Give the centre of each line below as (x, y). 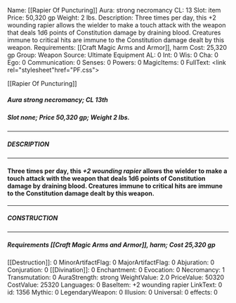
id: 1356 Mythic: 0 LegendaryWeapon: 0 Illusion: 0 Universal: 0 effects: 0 (112, 292)
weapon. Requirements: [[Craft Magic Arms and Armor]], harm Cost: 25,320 (117, 47)
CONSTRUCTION (33, 218)
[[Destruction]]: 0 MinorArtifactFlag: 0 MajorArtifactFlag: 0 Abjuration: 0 (111, 262)
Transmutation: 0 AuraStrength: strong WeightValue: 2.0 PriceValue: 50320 (116, 278)
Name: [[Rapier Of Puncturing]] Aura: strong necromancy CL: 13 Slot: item (114, 10)
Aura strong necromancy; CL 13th (58, 99)
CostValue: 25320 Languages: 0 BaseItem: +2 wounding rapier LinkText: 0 (115, 285)
